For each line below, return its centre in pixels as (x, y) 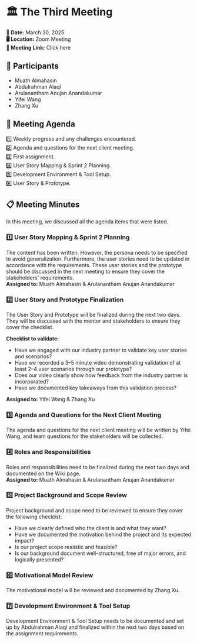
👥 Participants (32, 66)
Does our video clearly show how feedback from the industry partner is (101, 375)
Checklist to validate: (33, 339)
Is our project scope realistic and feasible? (66, 547)
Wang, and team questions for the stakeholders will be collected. (85, 436)
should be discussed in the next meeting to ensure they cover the (86, 271)
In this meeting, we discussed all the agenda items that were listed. (87, 222)
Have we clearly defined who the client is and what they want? (90, 528)
